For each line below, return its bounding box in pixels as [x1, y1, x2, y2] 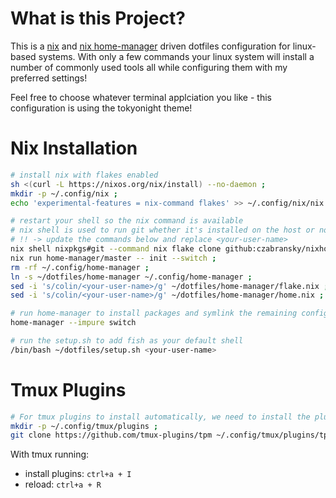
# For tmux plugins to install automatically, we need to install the [10, 412, 311, 422]
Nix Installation [10, 137, 138, 160]
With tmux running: [10, 448, 90, 461]
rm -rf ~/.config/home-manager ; [10, 262, 150, 272]
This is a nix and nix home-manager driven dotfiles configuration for [10, 40, 291, 52]
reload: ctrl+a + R [24, 478, 102, 491]
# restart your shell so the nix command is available [10, 216, 244, 226]
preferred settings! [10, 72, 88, 84]
